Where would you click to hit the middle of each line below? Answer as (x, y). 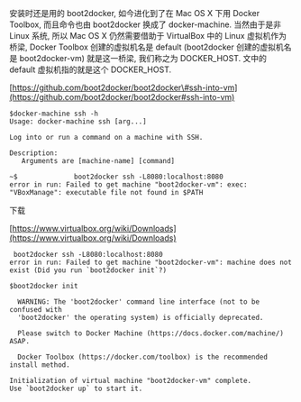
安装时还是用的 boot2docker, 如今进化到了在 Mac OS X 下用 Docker (135, 13)
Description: (34, 153)
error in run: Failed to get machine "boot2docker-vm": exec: (128, 185)
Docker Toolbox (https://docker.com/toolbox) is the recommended (143, 357)
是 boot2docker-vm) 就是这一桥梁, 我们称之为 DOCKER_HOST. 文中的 (138, 58)
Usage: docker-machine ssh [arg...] (78, 122)
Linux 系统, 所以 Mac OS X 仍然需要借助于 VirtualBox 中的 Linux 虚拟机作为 (148, 36)
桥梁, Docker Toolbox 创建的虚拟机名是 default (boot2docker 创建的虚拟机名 (150, 47)
